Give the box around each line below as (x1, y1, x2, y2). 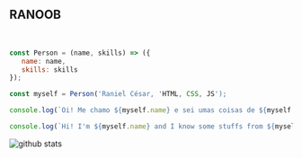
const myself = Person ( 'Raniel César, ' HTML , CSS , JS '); (9, 90, 227, 99)
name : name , (21, 57, 67, 66)
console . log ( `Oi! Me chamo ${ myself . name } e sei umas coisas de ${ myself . (9, 106, 296, 115)
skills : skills (21, 65, 78, 75)
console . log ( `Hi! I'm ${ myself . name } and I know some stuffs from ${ (9, 122, 276, 131)
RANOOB (9, 7, 61, 22)
